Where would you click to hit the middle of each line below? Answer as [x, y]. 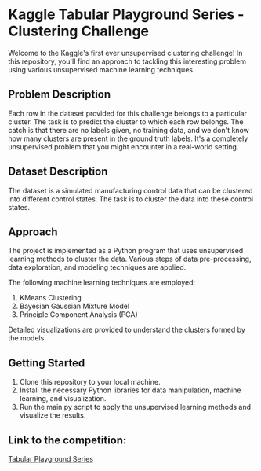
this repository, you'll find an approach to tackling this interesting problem [127, 61]
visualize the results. [53, 415]
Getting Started [47, 363]
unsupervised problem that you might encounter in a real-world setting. [123, 146]
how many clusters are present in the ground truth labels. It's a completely [128, 138]
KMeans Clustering [51, 298]
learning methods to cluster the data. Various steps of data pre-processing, [130, 259]
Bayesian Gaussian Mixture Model [74, 306]
